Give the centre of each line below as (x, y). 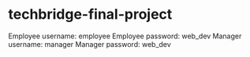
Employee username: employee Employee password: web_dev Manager (125, 36)
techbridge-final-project (90, 14)
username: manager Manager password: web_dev (90, 44)
